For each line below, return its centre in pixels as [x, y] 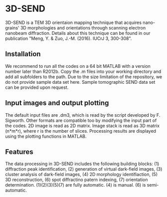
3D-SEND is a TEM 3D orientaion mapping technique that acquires [74, 22]
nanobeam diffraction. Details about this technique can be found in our [78, 33]
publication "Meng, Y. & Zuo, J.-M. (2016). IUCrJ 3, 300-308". [69, 38]
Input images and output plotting [57, 103]
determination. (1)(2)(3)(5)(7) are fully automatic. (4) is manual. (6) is [76, 185]
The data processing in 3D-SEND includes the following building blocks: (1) [82, 164]
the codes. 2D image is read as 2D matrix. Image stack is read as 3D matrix [83, 126]
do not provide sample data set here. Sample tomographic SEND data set [80, 82]
